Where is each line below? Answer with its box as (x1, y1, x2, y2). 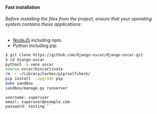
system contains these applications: (5, 21, 82, 28)
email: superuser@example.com (5, 99, 70, 104)
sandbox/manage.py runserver (5, 85, 68, 90)
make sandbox (5, 81, 33, 86)
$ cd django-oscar (5, 57, 45, 62)
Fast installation (5, 4, 41, 10)
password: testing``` (5, 104, 52, 109)
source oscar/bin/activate (5, 66, 63, 72)
